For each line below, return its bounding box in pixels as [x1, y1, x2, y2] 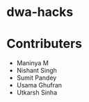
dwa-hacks [6, 4, 74, 20]
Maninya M [16, 59, 49, 67]
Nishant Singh [16, 67, 57, 75]
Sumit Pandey [16, 74, 57, 82]
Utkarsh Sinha [16, 88, 57, 97]
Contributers [6, 36, 83, 52]
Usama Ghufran [16, 81, 63, 90]
